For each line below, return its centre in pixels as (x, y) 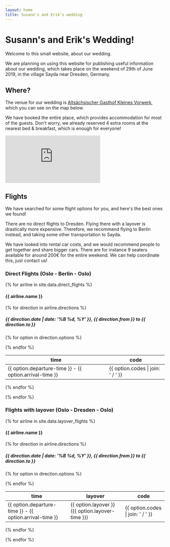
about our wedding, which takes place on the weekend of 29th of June (79, 69)
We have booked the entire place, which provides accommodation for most (83, 118)
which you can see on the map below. (45, 108)
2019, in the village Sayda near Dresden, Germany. (58, 75)
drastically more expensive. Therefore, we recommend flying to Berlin (78, 229)
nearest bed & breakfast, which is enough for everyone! (63, 129)
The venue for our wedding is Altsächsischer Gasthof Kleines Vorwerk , (79, 102)
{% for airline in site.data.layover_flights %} (50, 421)
